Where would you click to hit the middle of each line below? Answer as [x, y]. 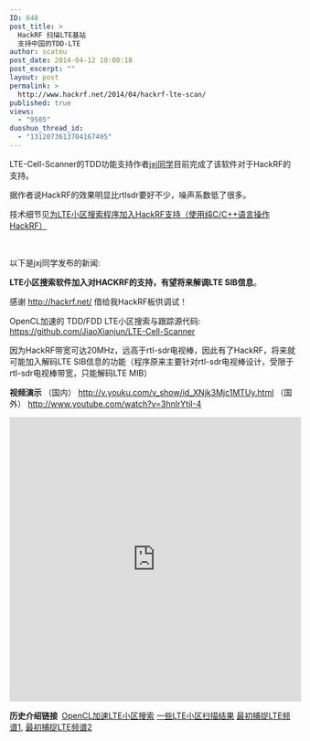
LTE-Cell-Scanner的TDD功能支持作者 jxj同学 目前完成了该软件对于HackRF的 [150, 164]
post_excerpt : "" [43, 69]
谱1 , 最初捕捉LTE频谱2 [51, 726]
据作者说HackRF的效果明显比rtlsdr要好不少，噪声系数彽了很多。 [130, 195]
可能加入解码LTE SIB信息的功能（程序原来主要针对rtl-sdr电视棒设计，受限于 [152, 361]
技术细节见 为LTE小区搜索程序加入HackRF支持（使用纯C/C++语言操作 [140, 214]
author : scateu [38, 52]
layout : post [34, 78]
